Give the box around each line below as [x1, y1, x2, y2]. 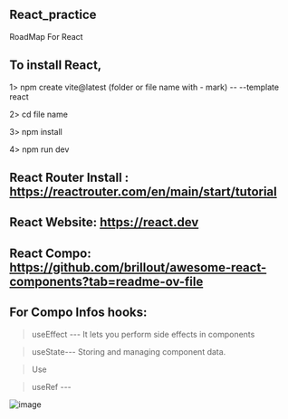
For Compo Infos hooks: [9, 305, 148, 320]
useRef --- [31, 381, 72, 392]
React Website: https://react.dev [9, 214, 199, 230]
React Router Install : [9, 170, 130, 186]
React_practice [9, 7, 97, 23]
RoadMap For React [9, 31, 83, 42]
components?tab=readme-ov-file [9, 273, 204, 289]
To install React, [9, 58, 102, 73]
